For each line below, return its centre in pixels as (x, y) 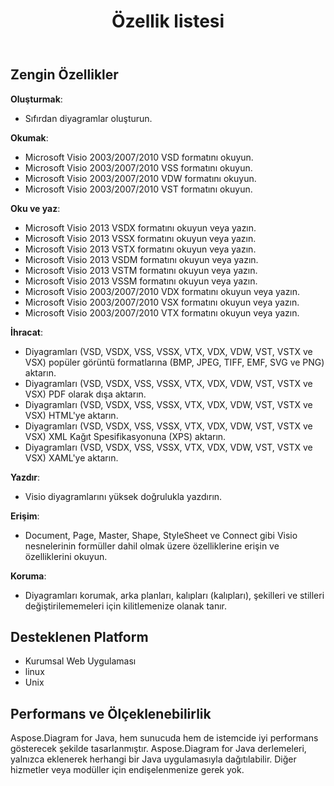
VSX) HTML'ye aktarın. (71, 415)
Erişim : (25, 516)
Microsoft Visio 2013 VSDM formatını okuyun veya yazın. (141, 259)
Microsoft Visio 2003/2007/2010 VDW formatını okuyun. (140, 178)
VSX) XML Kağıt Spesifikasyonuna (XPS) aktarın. (125, 436)
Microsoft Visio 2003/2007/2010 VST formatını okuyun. (138, 189)
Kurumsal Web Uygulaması (80, 661)
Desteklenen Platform (79, 637)
